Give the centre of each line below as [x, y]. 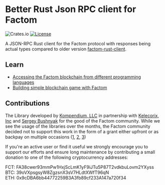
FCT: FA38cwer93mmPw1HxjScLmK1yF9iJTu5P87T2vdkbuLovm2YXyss [80, 167]
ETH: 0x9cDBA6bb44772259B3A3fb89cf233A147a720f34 [66, 177]
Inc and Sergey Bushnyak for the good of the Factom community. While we [83, 121]
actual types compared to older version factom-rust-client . [66, 49]
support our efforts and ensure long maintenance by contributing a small [80, 152]
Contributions [27, 103]
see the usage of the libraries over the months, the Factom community [78, 126]
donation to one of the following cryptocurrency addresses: [67, 157]
